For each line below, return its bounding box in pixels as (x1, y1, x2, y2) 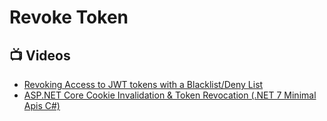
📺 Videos (9, 47, 71, 64)
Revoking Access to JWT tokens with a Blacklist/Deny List (23, 79, 264, 90)
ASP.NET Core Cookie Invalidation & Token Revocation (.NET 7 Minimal (23, 89, 317, 101)
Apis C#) (23, 100, 61, 111)
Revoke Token (9, 6, 129, 29)
